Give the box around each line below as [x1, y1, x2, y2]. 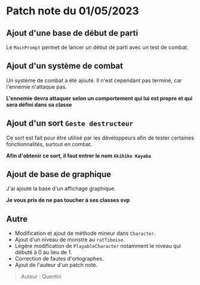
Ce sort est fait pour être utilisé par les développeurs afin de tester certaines [6, 134, 195, 141]
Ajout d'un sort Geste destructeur [6, 118, 134, 129]
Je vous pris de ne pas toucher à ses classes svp [6, 197, 130, 204]
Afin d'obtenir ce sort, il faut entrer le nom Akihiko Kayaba [6, 152, 151, 159]
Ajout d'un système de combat [6, 61, 124, 71]
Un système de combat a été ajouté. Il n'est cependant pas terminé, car [6, 76, 182, 84]
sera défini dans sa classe [6, 101, 72, 108]
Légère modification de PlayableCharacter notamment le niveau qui [14, 243, 181, 250]
